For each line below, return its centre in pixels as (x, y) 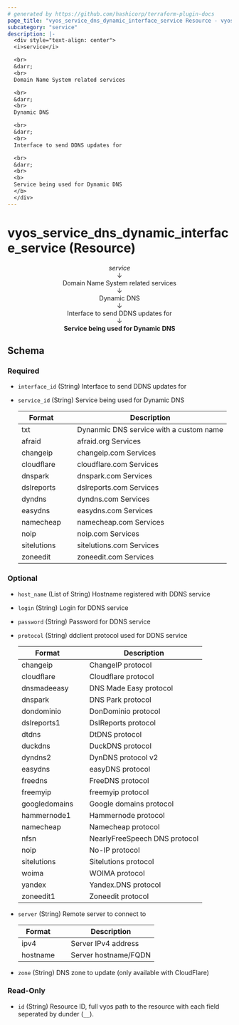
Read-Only (27, 991)
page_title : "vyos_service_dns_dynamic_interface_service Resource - (113, 21)
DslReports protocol (123, 722)
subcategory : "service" (43, 27)
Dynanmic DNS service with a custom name (150, 430)
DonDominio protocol (125, 711)
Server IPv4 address (105, 943)
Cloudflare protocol (122, 676)
